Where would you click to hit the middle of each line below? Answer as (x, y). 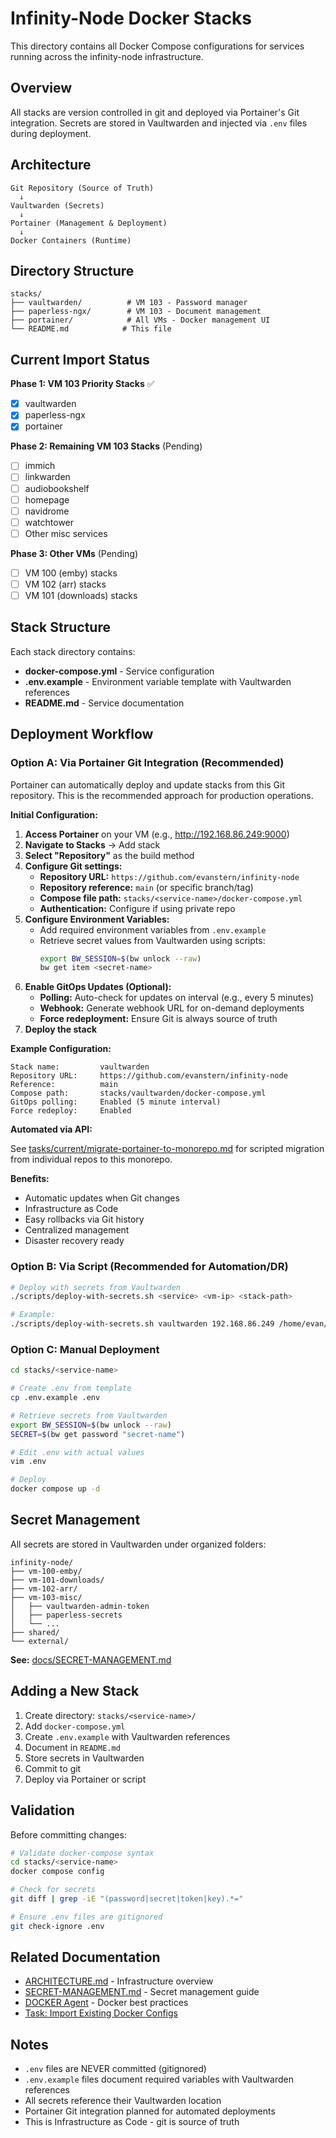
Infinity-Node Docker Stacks (131, 18)
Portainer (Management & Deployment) (89, 223)
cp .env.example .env (55, 1398)
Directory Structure (72, 270)
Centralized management (77, 1230)
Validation (42, 1810)
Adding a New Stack (75, 1691)
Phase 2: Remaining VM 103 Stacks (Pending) (106, 446)
